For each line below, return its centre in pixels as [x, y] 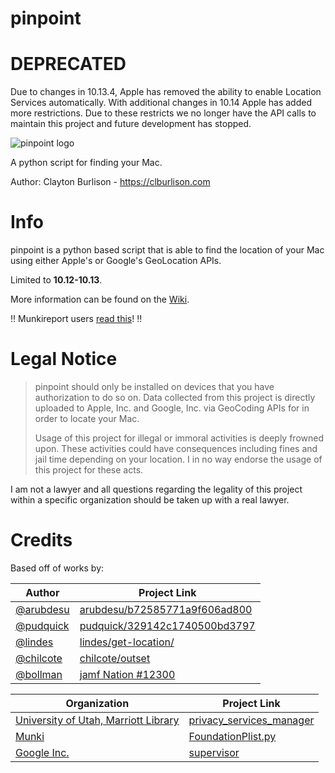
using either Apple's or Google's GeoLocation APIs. [116, 261]
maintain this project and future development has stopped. [131, 124]
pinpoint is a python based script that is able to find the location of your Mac [167, 250]
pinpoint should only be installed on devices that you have [154, 386]
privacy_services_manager [251, 720]
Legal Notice [64, 359]
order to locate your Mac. [87, 418]
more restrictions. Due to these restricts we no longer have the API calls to [163, 113]
